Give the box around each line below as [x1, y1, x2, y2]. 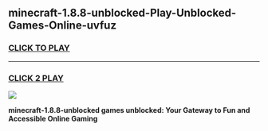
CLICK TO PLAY [8, 43, 70, 54]
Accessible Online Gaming [8, 114, 98, 123]
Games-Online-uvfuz [8, 19, 117, 33]
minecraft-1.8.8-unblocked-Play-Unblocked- [8, 6, 237, 20]
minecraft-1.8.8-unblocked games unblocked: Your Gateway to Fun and [8, 105, 250, 114]
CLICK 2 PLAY [8, 72, 64, 83]
